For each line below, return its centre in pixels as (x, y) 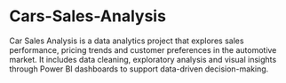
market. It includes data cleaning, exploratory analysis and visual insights (143, 59)
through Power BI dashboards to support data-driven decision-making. (139, 69)
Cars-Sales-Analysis (88, 16)
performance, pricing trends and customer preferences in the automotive (143, 49)
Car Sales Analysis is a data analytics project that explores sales (127, 41)
